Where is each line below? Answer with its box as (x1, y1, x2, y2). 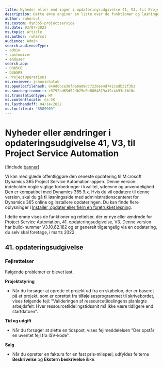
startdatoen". (12, 308, 38, 314)
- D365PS (5, 70, 23, 75)
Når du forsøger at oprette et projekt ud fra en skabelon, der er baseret (12, 287, 154, 294)
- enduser (5, 57, 25, 62)
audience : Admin (5, 39, 38, 44)
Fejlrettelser (5, 258, 34, 265)
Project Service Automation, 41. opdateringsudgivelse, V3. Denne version (5, 219, 152, 225)
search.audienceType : (5, 43, 49, 48)
